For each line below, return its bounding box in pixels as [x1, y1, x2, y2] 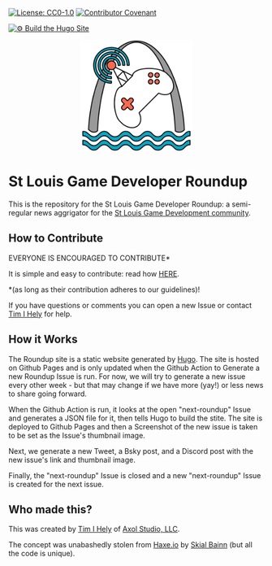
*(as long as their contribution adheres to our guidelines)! [8, 285, 201, 294]
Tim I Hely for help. [8, 309, 72, 319]
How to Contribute [8, 232, 104, 246]
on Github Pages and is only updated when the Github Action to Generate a [8, 363, 260, 372]
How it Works [8, 333, 78, 346]
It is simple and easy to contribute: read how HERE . [8, 268, 180, 278]
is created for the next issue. [8, 479, 104, 489]
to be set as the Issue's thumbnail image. [8, 430, 146, 440]
